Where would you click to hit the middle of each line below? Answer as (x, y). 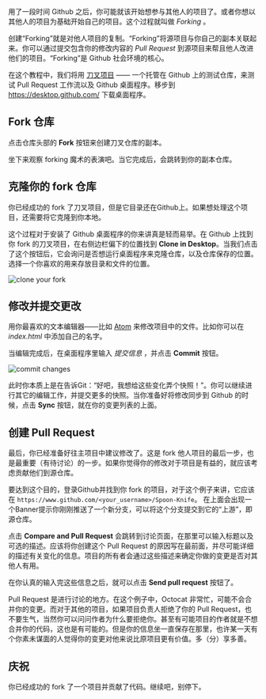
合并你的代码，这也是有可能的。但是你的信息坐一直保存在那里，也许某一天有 (133, 629)
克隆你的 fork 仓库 (52, 187)
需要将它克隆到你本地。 (67, 217)
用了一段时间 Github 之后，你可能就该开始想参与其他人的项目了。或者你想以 (132, 11)
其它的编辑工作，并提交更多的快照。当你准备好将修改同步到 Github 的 (128, 395)
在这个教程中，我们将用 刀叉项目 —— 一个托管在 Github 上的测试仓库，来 (128, 75)
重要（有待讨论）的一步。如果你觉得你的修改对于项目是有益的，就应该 (136, 463)
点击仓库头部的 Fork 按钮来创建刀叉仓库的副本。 (87, 142)
